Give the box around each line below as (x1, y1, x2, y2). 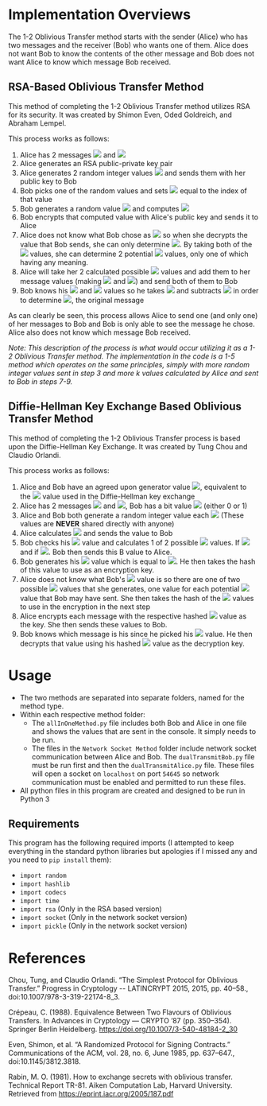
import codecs (19, 889, 67, 897)
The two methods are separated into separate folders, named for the (19, 693, 245, 702)
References (8, 949, 86, 967)
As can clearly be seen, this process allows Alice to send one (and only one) (8, 310, 258, 320)
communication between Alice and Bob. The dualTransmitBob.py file (31, 751, 255, 761)
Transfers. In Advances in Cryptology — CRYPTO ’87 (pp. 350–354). (8, 1016, 232, 1026)
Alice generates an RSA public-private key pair (19, 158, 173, 168)
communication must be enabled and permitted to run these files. (31, 777, 246, 786)
